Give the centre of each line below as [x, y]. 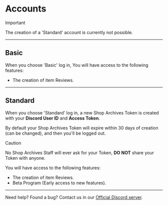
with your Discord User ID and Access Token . [52, 118]
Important [15, 23]
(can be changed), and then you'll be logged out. [55, 133]
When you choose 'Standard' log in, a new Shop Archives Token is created [82, 113]
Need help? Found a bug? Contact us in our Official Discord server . [74, 197]
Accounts [26, 9]
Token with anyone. [25, 158]
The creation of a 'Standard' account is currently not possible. [69, 32]
